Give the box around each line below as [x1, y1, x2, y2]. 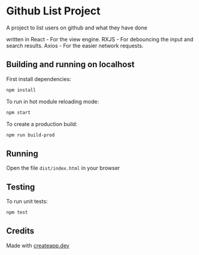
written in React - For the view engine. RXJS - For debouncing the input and [6, 35, 194, 43]
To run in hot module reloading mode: [6, 98, 99, 105]
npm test [6, 209, 28, 215]
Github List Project [6, 4, 101, 18]
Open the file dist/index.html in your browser [6, 164, 120, 172]
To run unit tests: [6, 198, 48, 205]
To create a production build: [6, 120, 78, 127]
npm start [6, 109, 31, 115]
